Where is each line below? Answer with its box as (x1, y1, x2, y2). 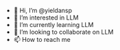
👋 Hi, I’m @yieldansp (13, 7, 73, 14)
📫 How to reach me (13, 36, 71, 43)
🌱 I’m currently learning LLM (13, 21, 94, 28)
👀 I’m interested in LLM (13, 14, 79, 22)
